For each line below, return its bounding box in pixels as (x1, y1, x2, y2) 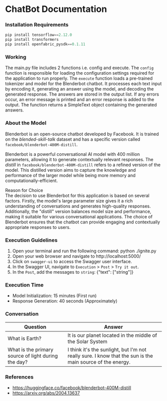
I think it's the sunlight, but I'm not (67, 346, 147, 353)
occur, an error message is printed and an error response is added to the (5, 97, 155, 102)
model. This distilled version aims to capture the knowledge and (5, 167, 136, 173)
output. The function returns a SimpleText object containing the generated (5, 102, 157, 108)
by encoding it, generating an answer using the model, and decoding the (5, 86, 154, 92)
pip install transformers (5, 37, 59, 42)
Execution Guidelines (5, 236, 58, 243)
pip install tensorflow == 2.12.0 (5, 32, 72, 38)
